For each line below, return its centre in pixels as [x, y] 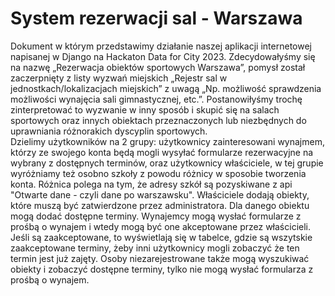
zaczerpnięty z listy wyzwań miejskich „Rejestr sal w [119, 78]
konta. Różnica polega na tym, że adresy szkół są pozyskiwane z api [151, 184]
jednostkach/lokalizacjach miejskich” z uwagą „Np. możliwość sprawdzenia [166, 88]
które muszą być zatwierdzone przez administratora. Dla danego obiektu [160, 205]
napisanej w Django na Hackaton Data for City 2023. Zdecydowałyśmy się [163, 56]
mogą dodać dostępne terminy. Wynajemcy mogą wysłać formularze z [156, 216]
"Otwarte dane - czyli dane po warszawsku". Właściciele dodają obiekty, [160, 194]
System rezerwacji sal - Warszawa [156, 18]
